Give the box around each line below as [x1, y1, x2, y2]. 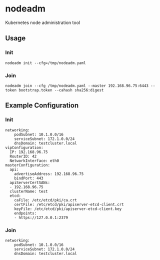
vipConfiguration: [5, 145, 43, 150]
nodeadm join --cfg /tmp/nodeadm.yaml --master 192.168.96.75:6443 [5, 83, 149, 88]
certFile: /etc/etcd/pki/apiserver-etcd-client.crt [14, 202, 124, 207]
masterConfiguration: [5, 162, 50, 167]
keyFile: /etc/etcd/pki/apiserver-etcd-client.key [14, 206, 122, 211]
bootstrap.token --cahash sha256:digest [18, 87, 104, 92]
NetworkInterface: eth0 [9, 158, 59, 163]
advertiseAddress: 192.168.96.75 [14, 171, 84, 176]
